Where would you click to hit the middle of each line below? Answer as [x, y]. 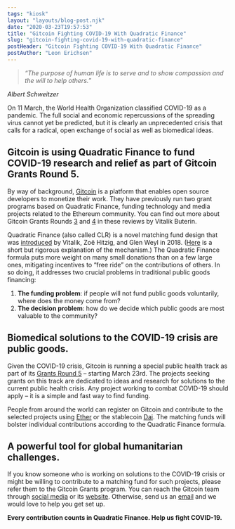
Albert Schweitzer [33, 94]
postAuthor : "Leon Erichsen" [50, 53]
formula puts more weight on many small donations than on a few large [110, 257]
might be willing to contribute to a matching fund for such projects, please [114, 482]
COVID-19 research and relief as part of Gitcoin [112, 164]
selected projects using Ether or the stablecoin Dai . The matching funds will [116, 416]
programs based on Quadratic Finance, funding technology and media [109, 206]
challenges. [34, 457]
